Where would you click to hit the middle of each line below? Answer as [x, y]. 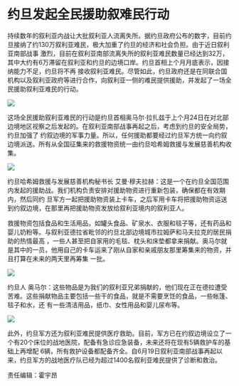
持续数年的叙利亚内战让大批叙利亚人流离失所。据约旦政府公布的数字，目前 [116, 36]
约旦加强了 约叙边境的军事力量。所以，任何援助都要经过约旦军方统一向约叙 [117, 135]
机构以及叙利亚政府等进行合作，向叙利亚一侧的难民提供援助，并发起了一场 [116, 80]
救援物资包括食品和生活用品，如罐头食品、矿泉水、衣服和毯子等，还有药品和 [119, 223]
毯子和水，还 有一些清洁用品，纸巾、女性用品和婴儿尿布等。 [95, 305]
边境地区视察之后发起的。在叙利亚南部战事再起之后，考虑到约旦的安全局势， [119, 126]
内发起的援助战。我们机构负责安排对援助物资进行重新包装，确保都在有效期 [116, 190]
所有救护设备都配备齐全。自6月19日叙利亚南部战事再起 [137, 351]
